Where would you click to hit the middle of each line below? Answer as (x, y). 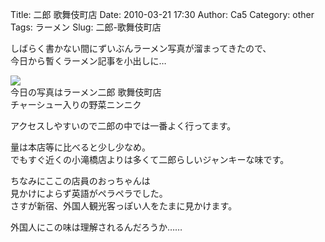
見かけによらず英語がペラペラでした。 (89, 193)
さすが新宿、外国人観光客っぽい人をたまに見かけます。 (124, 206)
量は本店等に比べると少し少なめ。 (80, 147)
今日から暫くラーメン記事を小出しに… (88, 61)
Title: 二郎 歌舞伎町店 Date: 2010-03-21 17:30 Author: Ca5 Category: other (162, 14)
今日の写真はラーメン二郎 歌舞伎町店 (86, 92)
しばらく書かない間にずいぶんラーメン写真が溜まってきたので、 (141, 48)
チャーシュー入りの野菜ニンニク (76, 104)
